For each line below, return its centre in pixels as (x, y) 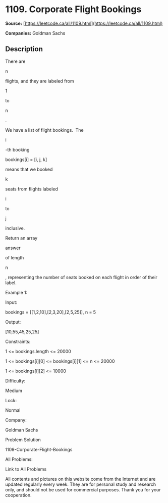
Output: (13, 322)
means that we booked (29, 169)
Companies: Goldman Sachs (35, 33)
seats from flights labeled (32, 189)
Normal (13, 410)
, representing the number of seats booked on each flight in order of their (81, 277)
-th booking (17, 149)
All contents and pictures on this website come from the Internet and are (80, 479)
